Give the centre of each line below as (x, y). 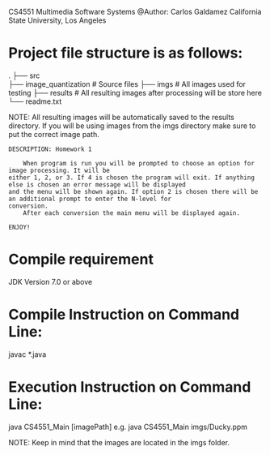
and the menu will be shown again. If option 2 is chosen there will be (133, 191)
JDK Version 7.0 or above (51, 281)
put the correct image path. (54, 134)
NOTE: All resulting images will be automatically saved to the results (121, 117)
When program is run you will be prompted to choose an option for (139, 163)
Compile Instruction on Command (124, 315)
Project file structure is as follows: (126, 53)
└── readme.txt (35, 101)
